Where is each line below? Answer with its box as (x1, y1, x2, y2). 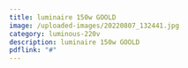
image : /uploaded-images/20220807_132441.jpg (9, 21, 179, 30)
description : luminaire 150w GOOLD (9, 37, 140, 47)
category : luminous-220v (9, 29, 101, 38)
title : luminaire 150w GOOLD (9, 12, 117, 22)
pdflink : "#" (9, 46, 57, 55)
